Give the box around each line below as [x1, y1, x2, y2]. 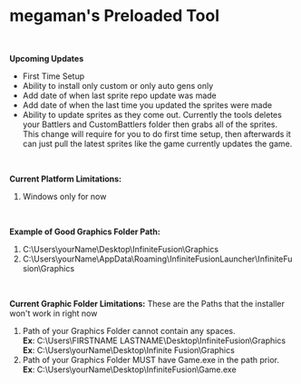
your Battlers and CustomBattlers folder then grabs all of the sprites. [22, 119, 278, 130]
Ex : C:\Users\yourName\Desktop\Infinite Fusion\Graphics [22, 344, 236, 355]
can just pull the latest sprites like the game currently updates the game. [22, 138, 293, 149]
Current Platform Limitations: [9, 173, 122, 184]
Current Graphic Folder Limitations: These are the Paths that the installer [9, 298, 286, 309]
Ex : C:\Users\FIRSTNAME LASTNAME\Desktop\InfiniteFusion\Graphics [22, 335, 286, 346]
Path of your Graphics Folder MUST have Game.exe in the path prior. [22, 354, 279, 365]
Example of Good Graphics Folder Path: [9, 226, 160, 237]
